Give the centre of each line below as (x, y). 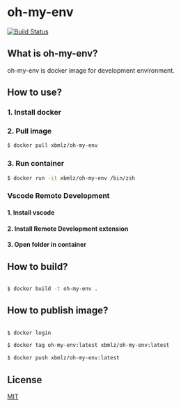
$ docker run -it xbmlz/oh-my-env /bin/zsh (71, 178)
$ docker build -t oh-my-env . (53, 288)
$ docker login (29, 333)
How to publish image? (58, 311)
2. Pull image (30, 131)
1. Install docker (34, 113)
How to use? (35, 93)
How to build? (38, 266)
